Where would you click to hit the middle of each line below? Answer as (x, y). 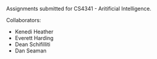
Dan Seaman (30, 51)
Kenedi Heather (34, 32)
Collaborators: (24, 20)
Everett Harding (34, 38)
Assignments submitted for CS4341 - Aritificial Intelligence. (79, 9)
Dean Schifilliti (33, 44)
